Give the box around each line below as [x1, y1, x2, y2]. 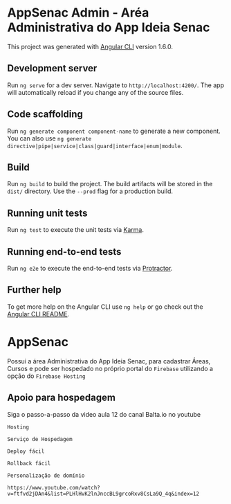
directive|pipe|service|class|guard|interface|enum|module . [7, 141, 183, 150]
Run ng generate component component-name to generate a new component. [7, 127, 221, 135]
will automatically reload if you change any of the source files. [7, 88, 184, 96]
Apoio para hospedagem [7, 392, 116, 404]
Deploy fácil [7, 448, 45, 455]
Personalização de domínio [7, 472, 85, 479]
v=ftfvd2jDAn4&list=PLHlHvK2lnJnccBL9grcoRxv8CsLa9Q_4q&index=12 [7, 490, 199, 497]
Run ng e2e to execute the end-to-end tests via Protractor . [7, 264, 173, 272]
